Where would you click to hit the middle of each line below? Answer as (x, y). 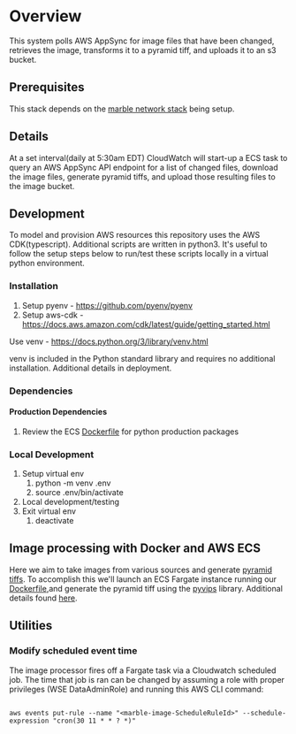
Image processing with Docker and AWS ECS (135, 549)
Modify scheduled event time (73, 651)
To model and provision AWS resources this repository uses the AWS (135, 235)
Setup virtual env (53, 474)
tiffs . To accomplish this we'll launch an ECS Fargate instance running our (143, 579)
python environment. (47, 264)
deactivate (54, 521)
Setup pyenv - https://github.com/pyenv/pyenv (107, 305)
